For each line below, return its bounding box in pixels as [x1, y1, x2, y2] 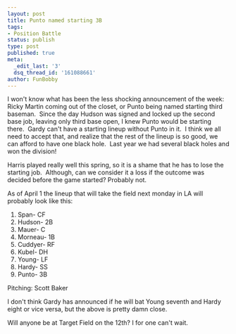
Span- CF [17, 210, 46, 219]
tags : [7, 23, 23, 30]
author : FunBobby [7, 75, 58, 83]
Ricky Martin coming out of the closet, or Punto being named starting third [7, 103, 223, 111]
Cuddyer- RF [17, 240, 55, 249]
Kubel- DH [17, 248, 49, 257]
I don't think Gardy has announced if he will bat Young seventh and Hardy [7, 297, 222, 306]
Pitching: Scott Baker [7, 284, 68, 293]
